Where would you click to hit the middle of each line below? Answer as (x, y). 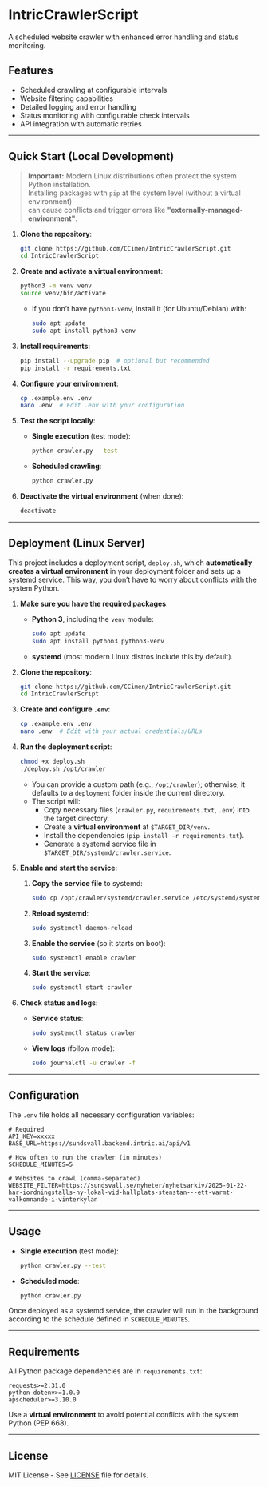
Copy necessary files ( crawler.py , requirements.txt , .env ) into (146, 809)
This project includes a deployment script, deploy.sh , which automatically (130, 563)
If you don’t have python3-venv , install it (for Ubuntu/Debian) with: (139, 309)
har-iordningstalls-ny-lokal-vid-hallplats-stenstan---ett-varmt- (121, 1192)
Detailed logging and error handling (78, 106)
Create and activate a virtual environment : (91, 271)
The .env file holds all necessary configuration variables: (101, 1115)
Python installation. (59, 184)
